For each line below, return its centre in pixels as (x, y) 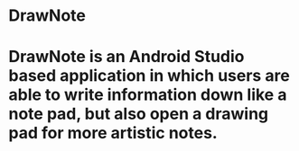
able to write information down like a (148, 95)
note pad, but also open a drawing (139, 114)
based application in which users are (149, 76)
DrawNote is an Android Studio (126, 57)
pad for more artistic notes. (113, 133)
